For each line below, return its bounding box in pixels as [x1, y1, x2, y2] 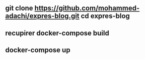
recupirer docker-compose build [5, 28, 109, 37]
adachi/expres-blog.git [5, 12, 80, 20]
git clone [5, 4, 34, 12]
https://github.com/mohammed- [34, 4, 140, 12]
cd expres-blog [81, 12, 130, 20]
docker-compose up [5, 46, 70, 54]
